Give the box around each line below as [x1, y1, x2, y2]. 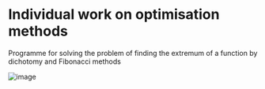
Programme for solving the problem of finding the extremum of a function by [8, 48, 258, 57]
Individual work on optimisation [8, 6, 220, 24]
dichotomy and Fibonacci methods [8, 57, 121, 66]
